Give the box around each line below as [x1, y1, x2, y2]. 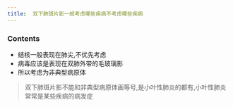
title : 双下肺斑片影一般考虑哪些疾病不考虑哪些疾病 [7, 10, 143, 18]
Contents [7, 33, 40, 43]
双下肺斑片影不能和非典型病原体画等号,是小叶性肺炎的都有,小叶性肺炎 [24, 82, 227, 92]
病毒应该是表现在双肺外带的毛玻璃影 [17, 59, 124, 68]
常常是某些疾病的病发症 [24, 92, 93, 100]
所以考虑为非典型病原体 [17, 68, 86, 76]
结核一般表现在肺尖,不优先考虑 [17, 50, 107, 58]
